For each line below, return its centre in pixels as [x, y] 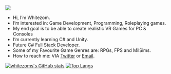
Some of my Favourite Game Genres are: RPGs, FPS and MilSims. [82, 50]
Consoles [23, 34]
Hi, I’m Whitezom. [31, 17]
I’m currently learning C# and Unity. [50, 39]
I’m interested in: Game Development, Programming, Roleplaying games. [89, 23]
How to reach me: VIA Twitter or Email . [54, 56]
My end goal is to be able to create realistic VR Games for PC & [79, 29]
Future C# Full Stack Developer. [46, 45]
